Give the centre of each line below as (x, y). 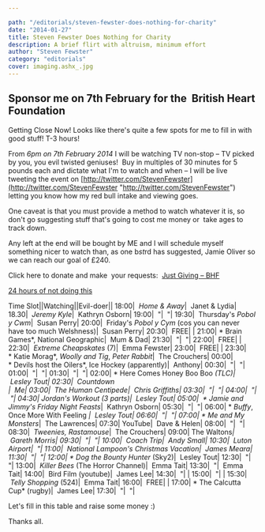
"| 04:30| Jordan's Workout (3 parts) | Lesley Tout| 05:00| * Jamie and (127, 398)
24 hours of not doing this (50, 290)
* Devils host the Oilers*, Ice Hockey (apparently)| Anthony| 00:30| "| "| (127, 364)
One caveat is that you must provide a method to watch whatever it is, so (127, 211)
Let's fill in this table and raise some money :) (82, 506)
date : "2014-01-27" (40, 30)
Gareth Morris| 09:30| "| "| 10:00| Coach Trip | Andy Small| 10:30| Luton (131, 440)
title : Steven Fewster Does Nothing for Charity (90, 37)
